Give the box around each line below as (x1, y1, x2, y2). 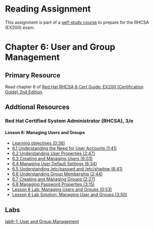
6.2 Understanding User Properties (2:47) (12, 151, 95, 156)
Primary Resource (5, 71, 61, 79)
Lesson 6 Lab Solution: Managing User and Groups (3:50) (12, 192, 127, 198)
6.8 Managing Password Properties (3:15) (12, 182, 95, 187)
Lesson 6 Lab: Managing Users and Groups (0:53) (12, 186, 112, 192)
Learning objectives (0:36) (12, 140, 65, 146)
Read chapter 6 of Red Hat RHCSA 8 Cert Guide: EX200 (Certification (5, 84, 144, 90)
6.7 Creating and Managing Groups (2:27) (12, 176, 95, 182)
